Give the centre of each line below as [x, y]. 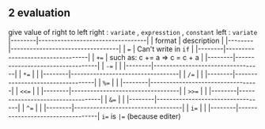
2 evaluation [40, 13]
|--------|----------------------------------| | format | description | [116, 40]
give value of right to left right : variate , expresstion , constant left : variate [133, 32]
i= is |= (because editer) [141, 116]
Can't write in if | [165, 49]
